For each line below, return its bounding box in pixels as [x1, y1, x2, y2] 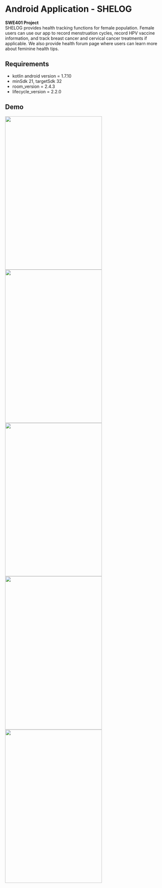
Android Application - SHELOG [5, 3, 132, 15]
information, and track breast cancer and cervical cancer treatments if [5, 35, 147, 41]
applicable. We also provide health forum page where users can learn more [5, 40, 158, 46]
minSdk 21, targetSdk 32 [12, 78, 62, 84]
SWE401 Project [5, 20, 39, 26]
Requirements [5, 60, 49, 68]
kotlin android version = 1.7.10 [12, 73, 72, 79]
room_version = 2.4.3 [12, 83, 55, 89]
